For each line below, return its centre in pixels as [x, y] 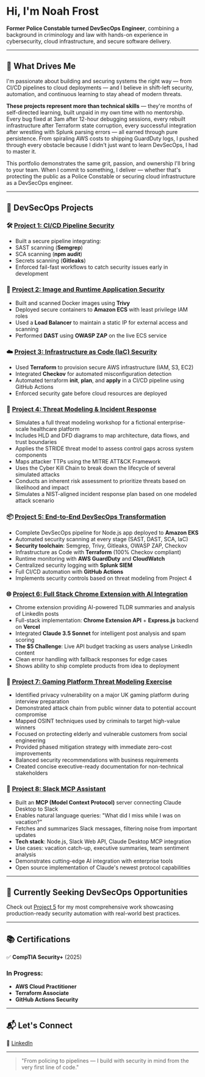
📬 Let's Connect [40, 1025]
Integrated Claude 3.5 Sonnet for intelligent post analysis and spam [100, 633]
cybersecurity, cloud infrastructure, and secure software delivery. [89, 41]
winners [25, 727]
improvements [33, 754]
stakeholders [31, 773]
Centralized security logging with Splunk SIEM [74, 565]
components [31, 455]
